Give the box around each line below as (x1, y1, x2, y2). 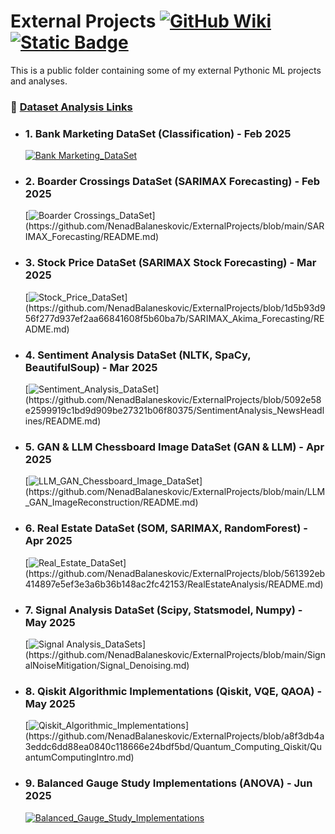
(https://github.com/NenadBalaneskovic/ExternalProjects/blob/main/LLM (24, 486, 326, 498)
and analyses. (10, 75, 68, 87)
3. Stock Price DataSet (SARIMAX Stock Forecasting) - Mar (24, 256, 317, 270)
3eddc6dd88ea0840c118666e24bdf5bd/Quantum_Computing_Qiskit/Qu (24, 741, 323, 753)
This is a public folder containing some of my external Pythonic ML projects (10, 64, 322, 76)
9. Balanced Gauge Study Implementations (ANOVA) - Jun (24, 776, 313, 790)
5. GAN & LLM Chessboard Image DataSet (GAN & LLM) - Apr (24, 440, 325, 454)
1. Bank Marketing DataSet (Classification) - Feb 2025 (24, 126, 292, 140)
